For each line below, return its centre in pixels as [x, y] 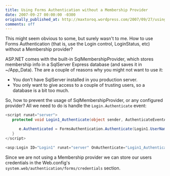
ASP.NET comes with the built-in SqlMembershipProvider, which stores [79, 59]
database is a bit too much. [41, 91]
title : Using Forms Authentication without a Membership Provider [77, 10]
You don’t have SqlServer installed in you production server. [75, 80]
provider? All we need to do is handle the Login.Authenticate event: [76, 106]
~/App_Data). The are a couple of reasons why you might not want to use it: [84, 70]
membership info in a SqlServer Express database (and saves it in [74, 64]
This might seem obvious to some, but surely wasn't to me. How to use [79, 39]
